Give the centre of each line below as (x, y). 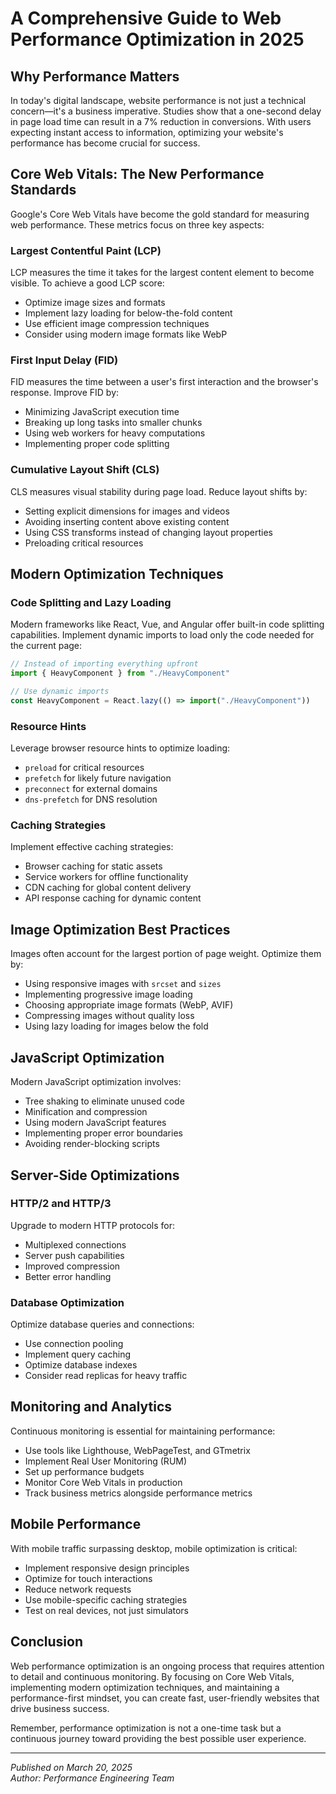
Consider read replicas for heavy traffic (106, 1376)
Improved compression (72, 1266)
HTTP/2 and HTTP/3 (61, 1204)
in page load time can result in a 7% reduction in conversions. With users (161, 121)
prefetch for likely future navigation (98, 778)
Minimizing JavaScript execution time (102, 412)
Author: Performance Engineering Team (92, 1778)
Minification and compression (86, 1112)
